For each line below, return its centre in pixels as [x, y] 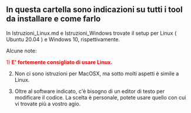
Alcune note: [21, 51]
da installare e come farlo [53, 19]
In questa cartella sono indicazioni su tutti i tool [95, 10]
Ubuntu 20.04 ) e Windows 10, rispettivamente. [63, 39]
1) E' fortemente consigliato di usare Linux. [59, 62]
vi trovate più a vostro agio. [48, 104]
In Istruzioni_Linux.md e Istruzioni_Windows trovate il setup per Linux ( [91, 33]
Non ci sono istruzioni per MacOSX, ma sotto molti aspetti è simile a [97, 74]
